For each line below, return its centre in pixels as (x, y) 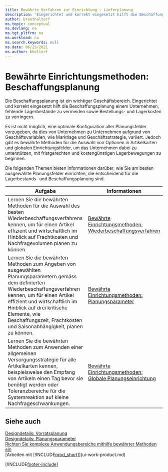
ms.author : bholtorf (27, 52)
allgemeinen (22, 353)
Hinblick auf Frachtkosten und (43, 237)
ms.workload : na (22, 38)
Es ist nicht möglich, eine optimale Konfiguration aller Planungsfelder (76, 127)
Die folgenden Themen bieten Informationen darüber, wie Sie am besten (79, 168)
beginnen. (15, 159)
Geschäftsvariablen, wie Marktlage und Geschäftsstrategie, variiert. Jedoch (83, 137)
